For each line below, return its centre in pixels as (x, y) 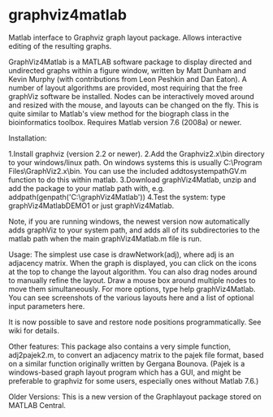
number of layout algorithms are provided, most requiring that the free (126, 88)
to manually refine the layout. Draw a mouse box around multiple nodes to (132, 280)
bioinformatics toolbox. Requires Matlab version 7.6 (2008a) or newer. (125, 122)
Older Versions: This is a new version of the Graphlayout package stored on (135, 397)
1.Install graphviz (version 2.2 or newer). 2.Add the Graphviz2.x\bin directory (136, 154)
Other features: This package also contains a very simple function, (120, 346)
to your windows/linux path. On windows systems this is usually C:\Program (135, 162)
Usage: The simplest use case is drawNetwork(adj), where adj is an (121, 254)
